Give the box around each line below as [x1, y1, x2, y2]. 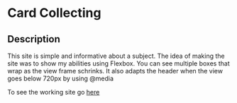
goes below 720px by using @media [7, 74, 114, 83]
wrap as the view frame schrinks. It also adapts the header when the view [7, 67, 224, 75]
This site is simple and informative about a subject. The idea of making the [7, 51, 225, 60]
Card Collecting [7, 5, 101, 21]
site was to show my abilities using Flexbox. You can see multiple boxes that [7, 59, 230, 68]
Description [7, 33, 60, 45]
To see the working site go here [7, 88, 100, 96]
